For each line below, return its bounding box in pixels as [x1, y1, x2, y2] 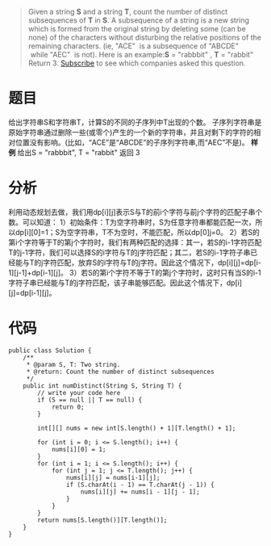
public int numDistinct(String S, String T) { [23, 381, 182, 390]
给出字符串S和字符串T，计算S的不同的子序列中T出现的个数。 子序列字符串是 [8, 117, 262, 127]
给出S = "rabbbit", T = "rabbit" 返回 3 [17, 147, 140, 157]
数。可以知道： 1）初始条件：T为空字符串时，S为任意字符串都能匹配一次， [8, 217, 256, 227]
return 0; [51, 403, 85, 411]
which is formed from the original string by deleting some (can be [27, 24, 246, 33]
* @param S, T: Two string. [26, 360, 121, 368]
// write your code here [37, 388, 121, 397]
